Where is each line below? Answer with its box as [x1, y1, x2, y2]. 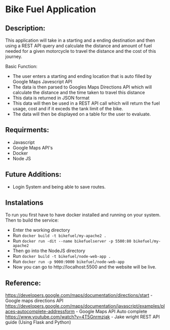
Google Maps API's [12, 144, 53, 151]
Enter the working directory [12, 227, 70, 233]
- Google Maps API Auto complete [76, 309, 147, 315]
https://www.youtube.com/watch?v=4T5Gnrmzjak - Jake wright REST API [5, 314, 160, 320]
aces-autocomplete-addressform [5, 309, 75, 315]
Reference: [5, 279, 41, 287]
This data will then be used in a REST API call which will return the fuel [12, 100, 160, 106]
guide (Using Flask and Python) [5, 319, 71, 325]
